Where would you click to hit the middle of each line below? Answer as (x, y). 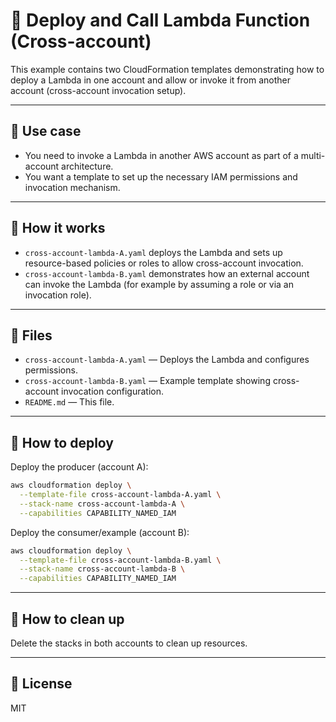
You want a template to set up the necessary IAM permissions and (161, 176)
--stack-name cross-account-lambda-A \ (102, 504)
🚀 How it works (58, 228)
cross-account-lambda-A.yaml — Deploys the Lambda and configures (167, 360)
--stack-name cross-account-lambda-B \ (102, 569)
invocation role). (58, 295)
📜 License (41, 684)
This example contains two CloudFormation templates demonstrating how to (167, 69)
